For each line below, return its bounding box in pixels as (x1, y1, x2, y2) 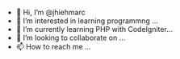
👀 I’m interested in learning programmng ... (15, 16, 159, 26)
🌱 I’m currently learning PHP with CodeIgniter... (15, 25, 174, 33)
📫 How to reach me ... (15, 42, 91, 51)
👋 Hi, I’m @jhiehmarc (15, 8, 86, 17)
